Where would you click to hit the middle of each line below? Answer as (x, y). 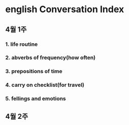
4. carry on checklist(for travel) (45, 85)
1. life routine (22, 44)
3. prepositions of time (34, 71)
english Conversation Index (65, 9)
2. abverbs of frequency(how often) (50, 58)
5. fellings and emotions (36, 99)
